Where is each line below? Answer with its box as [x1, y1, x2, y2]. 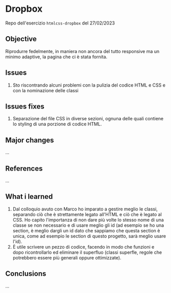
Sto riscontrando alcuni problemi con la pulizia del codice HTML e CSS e [12, 82, 166, 88]
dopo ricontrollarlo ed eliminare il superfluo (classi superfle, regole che [12, 249, 162, 255]
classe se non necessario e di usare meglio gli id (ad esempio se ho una [12, 222, 164, 228]
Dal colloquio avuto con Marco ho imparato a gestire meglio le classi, [12, 206, 158, 212]
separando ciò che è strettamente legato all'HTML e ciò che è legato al [12, 211, 162, 217]
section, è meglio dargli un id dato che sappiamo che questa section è [12, 227, 160, 233]
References [5, 164, 43, 173]
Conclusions [5, 270, 46, 278]
